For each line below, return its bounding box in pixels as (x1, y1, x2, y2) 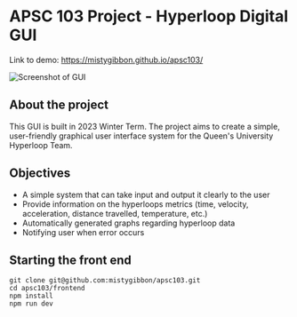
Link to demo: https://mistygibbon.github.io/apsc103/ (9, 54, 204, 65)
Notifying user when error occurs (21, 226, 145, 237)
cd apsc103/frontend (9, 284, 86, 293)
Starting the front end (9, 252, 132, 267)
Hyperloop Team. (9, 139, 73, 150)
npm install (9, 291, 53, 301)
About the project (9, 98, 109, 113)
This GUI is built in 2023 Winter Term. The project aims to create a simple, (9, 121, 280, 131)
